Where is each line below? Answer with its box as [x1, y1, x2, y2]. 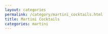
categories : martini [5, 21, 49, 26]
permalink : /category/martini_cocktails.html [5, 12, 103, 17]
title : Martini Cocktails [5, 16, 60, 21]
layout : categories [5, 7, 46, 12]
